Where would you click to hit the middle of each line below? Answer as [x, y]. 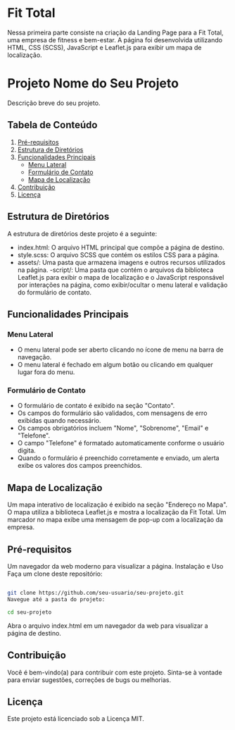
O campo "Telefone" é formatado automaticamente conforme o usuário [121, 443]
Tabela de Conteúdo [52, 125]
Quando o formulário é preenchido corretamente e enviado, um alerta [118, 458]
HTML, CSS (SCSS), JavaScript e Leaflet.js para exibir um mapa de [104, 47]
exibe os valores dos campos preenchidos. [80, 466]
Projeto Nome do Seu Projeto [93, 83]
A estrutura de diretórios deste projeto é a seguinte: [82, 233]
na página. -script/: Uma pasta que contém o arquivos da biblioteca [115, 270]
